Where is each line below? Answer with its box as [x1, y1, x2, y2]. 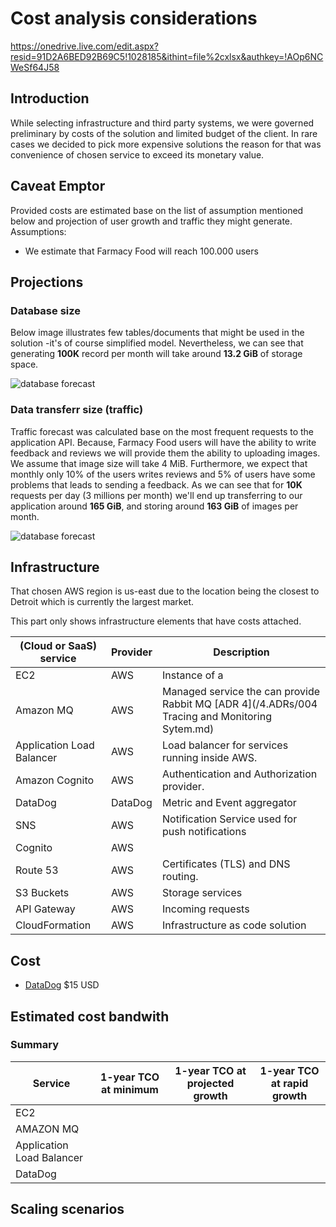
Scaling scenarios [10, 1201, 125, 1218]
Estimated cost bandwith [10, 1008, 170, 1025]
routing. [162, 870, 199, 884]
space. [10, 358, 39, 371]
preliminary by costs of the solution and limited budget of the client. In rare [10, 127, 318, 139]
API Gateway [15, 902, 76, 916]
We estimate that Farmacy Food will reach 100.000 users [24, 245, 259, 257]
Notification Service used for [162, 812, 298, 826]
